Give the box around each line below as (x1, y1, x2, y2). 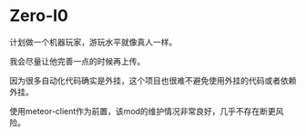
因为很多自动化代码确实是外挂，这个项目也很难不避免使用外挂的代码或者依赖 (9, 74, 297, 86)
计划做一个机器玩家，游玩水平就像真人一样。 (9, 36, 178, 47)
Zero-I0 (9, 5, 69, 26)
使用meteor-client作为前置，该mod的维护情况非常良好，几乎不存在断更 (9, 105, 276, 116)
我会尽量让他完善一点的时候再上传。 (9, 55, 146, 66)
